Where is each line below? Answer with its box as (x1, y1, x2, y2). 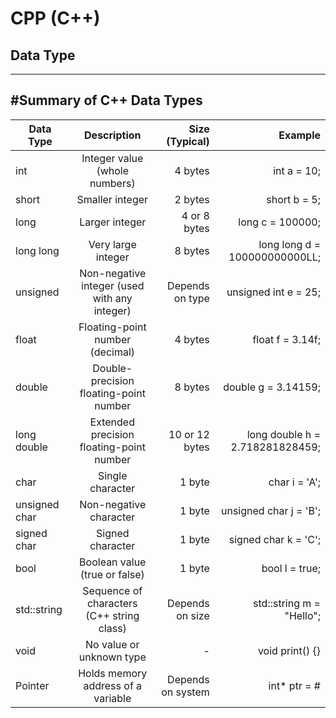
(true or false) (79, 567, 145, 581)
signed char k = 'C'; (228, 532, 321, 546)
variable (93, 691, 132, 705)
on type (173, 291, 210, 305)
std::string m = (253, 596, 321, 610)
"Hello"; (284, 608, 321, 622)
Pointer (15, 678, 50, 692)
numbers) (89, 176, 136, 190)
